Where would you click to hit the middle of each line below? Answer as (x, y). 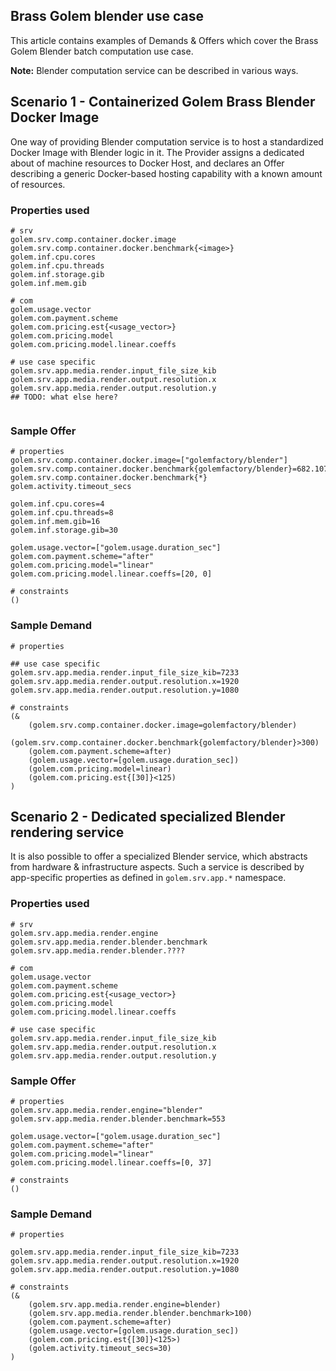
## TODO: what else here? (64, 397)
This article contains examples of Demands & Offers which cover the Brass (164, 40)
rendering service (67, 832)
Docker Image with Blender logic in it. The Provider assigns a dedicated (157, 152)
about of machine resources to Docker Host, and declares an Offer (147, 163)
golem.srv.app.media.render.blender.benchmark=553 (118, 1119)
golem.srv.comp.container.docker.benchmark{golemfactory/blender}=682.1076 (171, 469)
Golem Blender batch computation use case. (102, 51)
